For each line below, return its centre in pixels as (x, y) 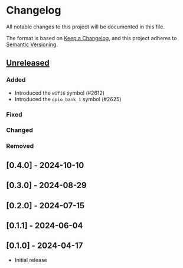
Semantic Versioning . (32, 44)
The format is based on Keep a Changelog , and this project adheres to (91, 38)
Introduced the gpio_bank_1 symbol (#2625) (68, 99)
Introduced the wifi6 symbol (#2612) (60, 93)
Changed (20, 130)
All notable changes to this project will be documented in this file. (86, 27)
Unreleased (28, 63)
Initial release (31, 260)
